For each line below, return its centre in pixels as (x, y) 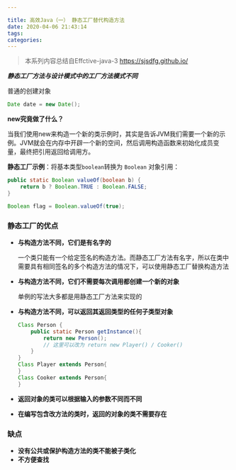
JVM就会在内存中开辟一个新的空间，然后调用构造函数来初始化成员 (117, 143)
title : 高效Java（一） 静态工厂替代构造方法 (66, 20)
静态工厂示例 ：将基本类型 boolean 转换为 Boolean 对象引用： (94, 167)
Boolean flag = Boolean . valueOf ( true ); (66, 206)
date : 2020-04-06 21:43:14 (47, 27)
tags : (15, 33)
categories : (25, 40)
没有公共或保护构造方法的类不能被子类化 (77, 450)
